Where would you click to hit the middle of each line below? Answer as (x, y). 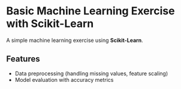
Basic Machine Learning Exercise (90, 11)
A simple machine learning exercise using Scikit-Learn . (75, 40)
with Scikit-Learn (50, 24)
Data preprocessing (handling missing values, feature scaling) (91, 73)
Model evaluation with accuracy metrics (64, 79)
